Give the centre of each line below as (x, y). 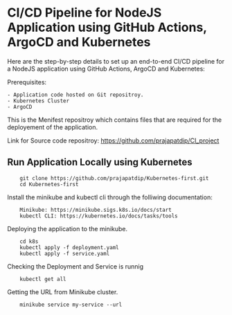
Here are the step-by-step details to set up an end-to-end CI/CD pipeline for (116, 61)
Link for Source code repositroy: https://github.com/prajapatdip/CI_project (113, 141)
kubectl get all (43, 279)
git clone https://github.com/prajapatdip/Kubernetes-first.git (114, 178)
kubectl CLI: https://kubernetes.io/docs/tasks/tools (99, 216)
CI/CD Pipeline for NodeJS (84, 13)
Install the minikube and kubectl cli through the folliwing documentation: (110, 197)
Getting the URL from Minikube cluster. (63, 291)
